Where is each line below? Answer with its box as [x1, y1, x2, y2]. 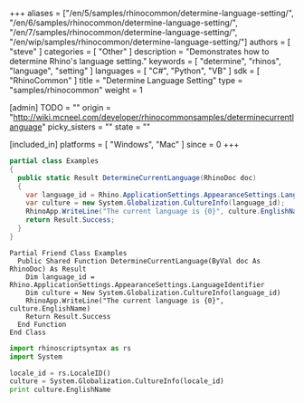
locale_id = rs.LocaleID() [9, 369, 111, 378]
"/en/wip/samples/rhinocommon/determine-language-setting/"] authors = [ [9, 36, 291, 47]
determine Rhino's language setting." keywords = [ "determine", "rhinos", [9, 56, 282, 66]
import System [9, 352, 63, 361]
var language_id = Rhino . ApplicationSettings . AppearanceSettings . [25, 190, 281, 199]
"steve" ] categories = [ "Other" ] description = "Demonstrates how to [9, 46, 270, 57]
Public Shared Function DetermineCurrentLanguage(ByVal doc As [17, 256, 261, 265]
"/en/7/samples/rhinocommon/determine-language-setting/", [9, 27, 238, 37]
